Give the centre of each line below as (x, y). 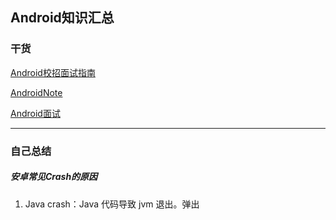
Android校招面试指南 (53, 72)
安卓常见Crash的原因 (54, 177)
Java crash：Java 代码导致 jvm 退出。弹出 (112, 204)
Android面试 (35, 113)
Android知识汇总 (62, 18)
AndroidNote (36, 92)
